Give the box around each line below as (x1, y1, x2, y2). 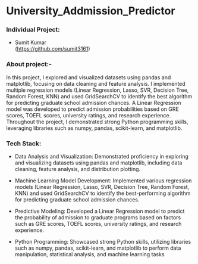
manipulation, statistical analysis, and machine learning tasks (14, 251, 165, 258)
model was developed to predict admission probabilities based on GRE (6, 105, 180, 113)
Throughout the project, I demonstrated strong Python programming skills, (6, 118, 188, 125)
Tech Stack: (6, 139, 42, 147)
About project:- (6, 60, 52, 69)
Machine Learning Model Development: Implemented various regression (14, 177, 192, 184)
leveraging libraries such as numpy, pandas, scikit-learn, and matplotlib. (6, 124, 183, 132)
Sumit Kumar (14, 39, 46, 46)
